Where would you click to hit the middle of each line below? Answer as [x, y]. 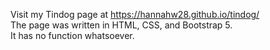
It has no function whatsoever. [72, 35]
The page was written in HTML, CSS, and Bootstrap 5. [121, 25]
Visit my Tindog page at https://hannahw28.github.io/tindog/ [135, 14]
